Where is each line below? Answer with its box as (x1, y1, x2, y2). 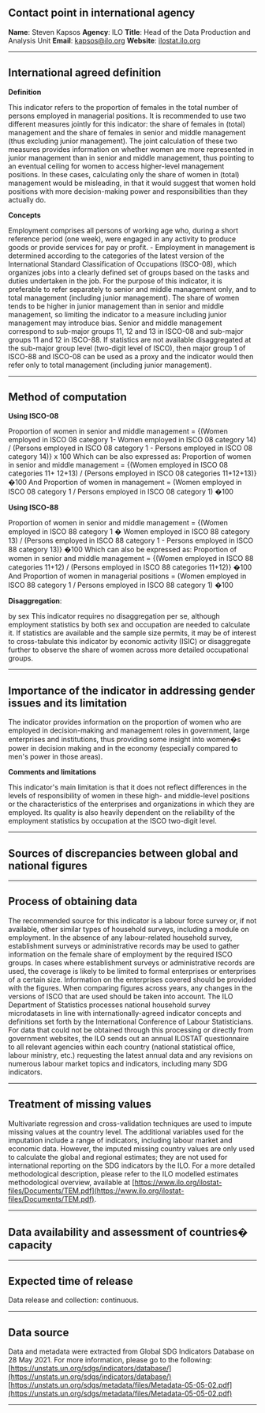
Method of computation (8, 391, 128, 404)
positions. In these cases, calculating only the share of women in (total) (8, 169, 240, 179)
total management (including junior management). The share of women (8, 293, 240, 302)
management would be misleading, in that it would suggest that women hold (8, 178, 256, 188)
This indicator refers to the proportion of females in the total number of (8, 102, 239, 112)
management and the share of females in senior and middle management (8, 127, 246, 137)
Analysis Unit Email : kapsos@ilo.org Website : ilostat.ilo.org (8, 36, 201, 45)
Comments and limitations (8, 767, 97, 777)
